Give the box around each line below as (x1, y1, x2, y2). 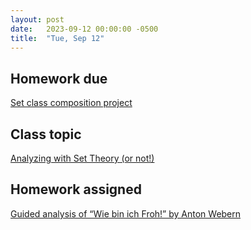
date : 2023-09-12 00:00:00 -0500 (10, 24, 159, 34)
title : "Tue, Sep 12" (10, 33, 105, 43)
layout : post (10, 14, 65, 25)
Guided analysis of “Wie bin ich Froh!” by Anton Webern (10, 207, 242, 220)
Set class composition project (10, 97, 133, 109)
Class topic (10, 126, 82, 143)
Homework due (10, 70, 108, 87)
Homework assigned (10, 181, 142, 198)
